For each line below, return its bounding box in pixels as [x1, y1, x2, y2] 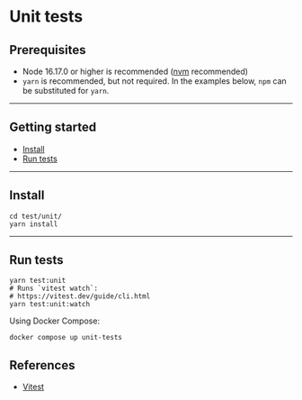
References [9, 358, 75, 373]
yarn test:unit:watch [9, 300, 91, 309]
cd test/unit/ [9, 212, 63, 221]
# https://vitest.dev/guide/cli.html [9, 292, 151, 301]
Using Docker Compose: [9, 315, 101, 326]
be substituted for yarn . [22, 86, 110, 95]
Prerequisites [9, 42, 86, 58]
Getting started [9, 120, 97, 135]
